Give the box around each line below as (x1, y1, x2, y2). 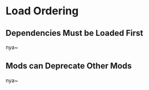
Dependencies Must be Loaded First (5, 28, 144, 38)
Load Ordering (5, 4, 79, 18)
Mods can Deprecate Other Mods (5, 61, 132, 71)
